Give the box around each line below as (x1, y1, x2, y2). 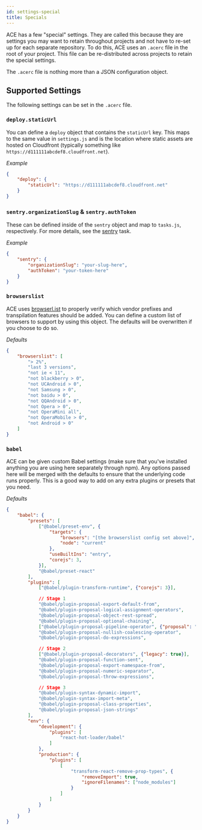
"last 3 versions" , (28, 364, 77, 370)
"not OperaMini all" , (28, 409, 82, 415)
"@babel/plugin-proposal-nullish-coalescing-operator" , (38, 629, 182, 635)
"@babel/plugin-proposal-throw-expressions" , (38, 674, 155, 680)
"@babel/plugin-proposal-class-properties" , (38, 701, 152, 707)
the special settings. (6, 56, 57, 64)
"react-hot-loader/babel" (60, 734, 125, 741)
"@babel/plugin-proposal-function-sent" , (38, 657, 144, 663)
